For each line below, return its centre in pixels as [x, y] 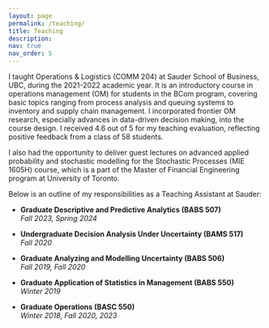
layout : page [30, 16]
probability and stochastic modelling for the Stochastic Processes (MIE [126, 161]
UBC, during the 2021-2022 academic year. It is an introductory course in [131, 85]
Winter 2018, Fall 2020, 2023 [68, 315]
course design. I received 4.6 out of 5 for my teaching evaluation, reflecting [134, 128]
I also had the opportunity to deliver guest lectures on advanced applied [129, 152]
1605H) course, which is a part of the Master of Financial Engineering [124, 170]
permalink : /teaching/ [47, 23]
